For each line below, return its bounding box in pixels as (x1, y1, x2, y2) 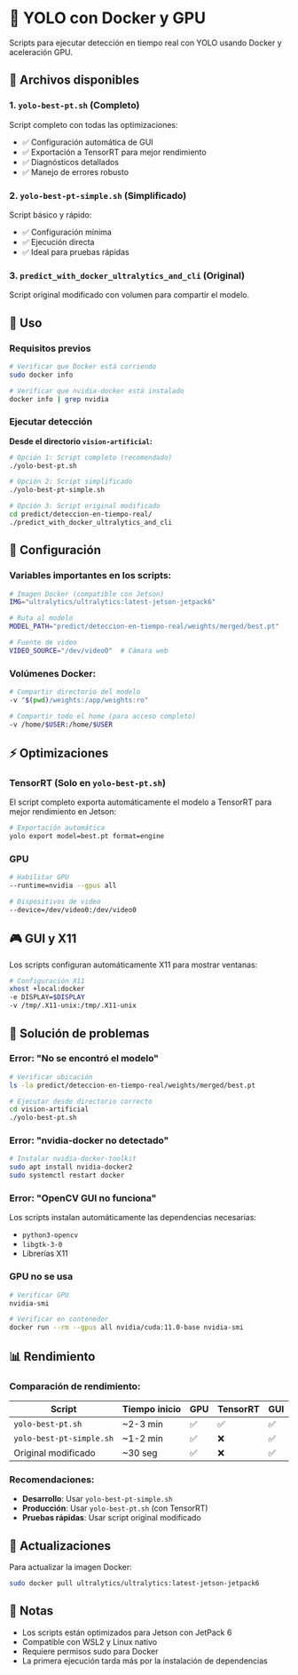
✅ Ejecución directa (21, 236, 95, 247)
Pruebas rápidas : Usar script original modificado (21, 1512, 201, 1523)
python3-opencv (21, 1231, 79, 1240)
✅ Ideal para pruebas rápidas (21, 246, 130, 257)
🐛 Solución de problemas (9, 1026, 150, 1041)
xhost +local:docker (9, 985, 86, 994)
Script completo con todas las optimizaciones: (9, 119, 179, 130)
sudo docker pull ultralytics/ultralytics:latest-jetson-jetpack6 (9, 1578, 260, 1588)
